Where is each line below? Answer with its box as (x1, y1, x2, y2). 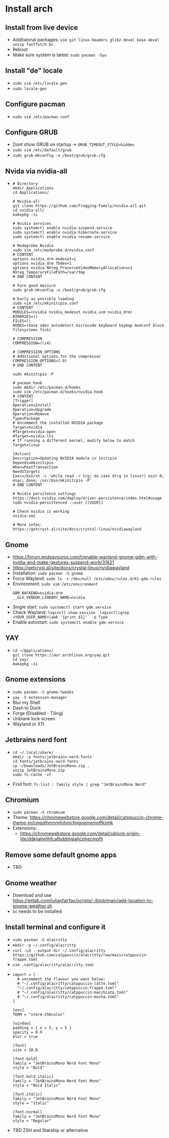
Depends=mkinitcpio (12, 460, 54, 466)
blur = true (12, 1034, 38, 1039)
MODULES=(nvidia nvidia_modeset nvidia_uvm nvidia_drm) (12, 310, 133, 315)
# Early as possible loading (12, 297, 74, 302)
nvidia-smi (12, 513, 36, 519)
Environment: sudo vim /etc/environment (12, 581, 98, 587)
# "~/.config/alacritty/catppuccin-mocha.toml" (17, 994, 120, 999)
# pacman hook (12, 381, 42, 386)
